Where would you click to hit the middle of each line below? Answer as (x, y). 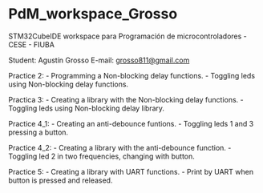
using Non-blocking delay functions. (69, 84)
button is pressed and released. (61, 180)
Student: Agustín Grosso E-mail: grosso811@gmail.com (99, 60)
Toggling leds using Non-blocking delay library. (87, 108)
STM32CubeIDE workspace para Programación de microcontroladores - (127, 36)
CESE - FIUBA (31, 44)
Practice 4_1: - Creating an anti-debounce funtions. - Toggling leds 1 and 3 (131, 123)
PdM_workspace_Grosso (93, 14)
